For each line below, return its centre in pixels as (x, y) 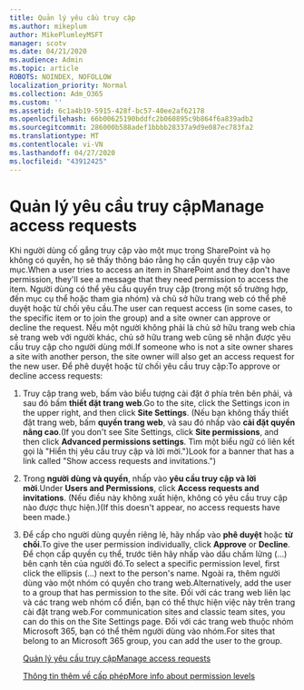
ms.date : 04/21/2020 (49, 52)
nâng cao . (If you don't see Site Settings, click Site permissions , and (151, 432)
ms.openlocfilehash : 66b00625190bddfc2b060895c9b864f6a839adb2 (132, 119)
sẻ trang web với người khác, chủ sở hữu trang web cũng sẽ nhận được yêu (150, 338)
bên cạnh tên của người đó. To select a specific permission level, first (151, 564)
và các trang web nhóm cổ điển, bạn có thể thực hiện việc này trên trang (159, 602)
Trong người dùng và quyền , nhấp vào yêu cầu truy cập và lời (139, 478)
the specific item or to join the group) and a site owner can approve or (140, 318)
